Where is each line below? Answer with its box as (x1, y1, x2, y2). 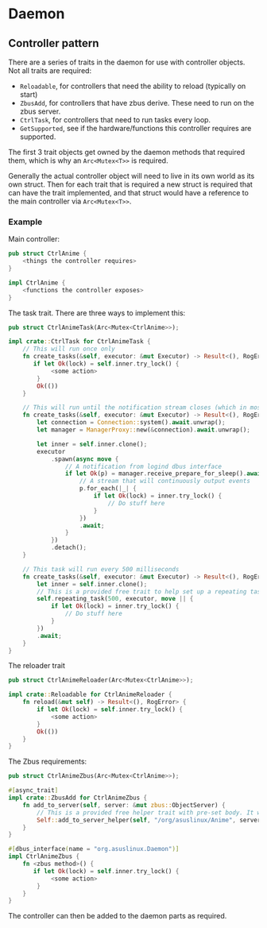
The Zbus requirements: (8, 756, 87, 767)
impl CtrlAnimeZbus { (8, 853, 80, 860)
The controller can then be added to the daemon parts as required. (8, 911, 227, 921)
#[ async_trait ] (8, 787, 59, 795)
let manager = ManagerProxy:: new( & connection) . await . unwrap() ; (37, 426, 250, 434)
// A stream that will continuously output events (79, 478, 250, 485)
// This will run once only (22, 345, 115, 354)
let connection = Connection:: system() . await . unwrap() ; (37, 419, 226, 427)
